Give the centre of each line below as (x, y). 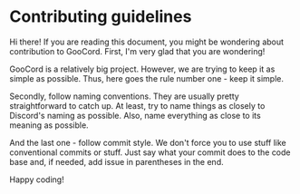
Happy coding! (37, 179)
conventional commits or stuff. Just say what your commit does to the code (150, 152)
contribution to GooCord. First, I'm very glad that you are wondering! (137, 51)
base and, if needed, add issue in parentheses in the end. (116, 161)
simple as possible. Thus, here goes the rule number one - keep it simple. (146, 78)
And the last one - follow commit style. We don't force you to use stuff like (148, 142)
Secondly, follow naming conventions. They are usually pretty (125, 96)
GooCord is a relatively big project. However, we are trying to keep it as (142, 69)
